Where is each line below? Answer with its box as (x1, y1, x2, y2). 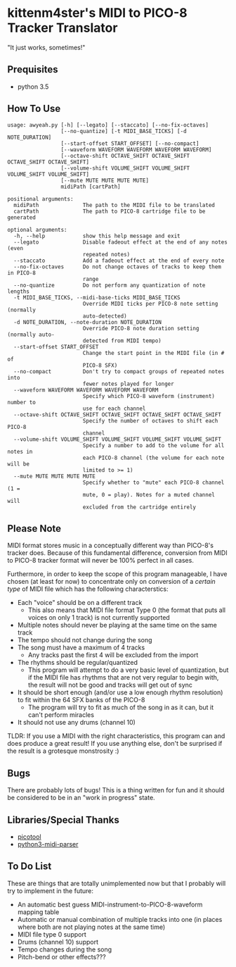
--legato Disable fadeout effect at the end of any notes (13, 238, 228, 246)
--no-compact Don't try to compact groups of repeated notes (13, 368, 225, 375)
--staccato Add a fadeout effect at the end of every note (13, 257, 225, 264)
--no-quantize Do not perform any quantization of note (13, 282, 206, 289)
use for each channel (82, 405, 146, 412)
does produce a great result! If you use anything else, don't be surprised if (7, 740, 223, 748)
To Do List (7, 861, 52, 873)
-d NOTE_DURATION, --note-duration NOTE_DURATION (13, 318, 162, 325)
